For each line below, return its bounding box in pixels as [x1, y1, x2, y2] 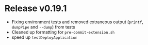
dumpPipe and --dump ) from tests [11, 24, 76, 30]
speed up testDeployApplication [11, 34, 78, 40]
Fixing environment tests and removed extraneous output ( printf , [11, 19, 144, 25]
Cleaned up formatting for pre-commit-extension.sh [11, 29, 115, 35]
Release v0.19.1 [4, 3, 67, 14]
